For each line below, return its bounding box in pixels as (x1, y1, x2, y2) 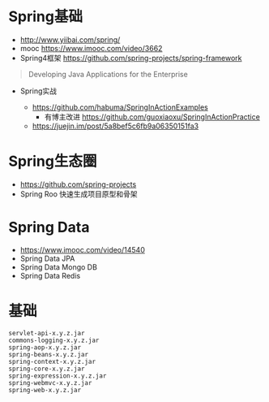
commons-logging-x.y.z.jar (8, 336, 100, 344)
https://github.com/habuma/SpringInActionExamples (32, 102, 208, 112)
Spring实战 (19, 86, 58, 96)
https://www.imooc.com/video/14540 (19, 244, 146, 254)
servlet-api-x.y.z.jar (8, 329, 85, 337)
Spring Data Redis (19, 270, 81, 280)
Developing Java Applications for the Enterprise (28, 69, 188, 79)
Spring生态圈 (8, 152, 97, 171)
